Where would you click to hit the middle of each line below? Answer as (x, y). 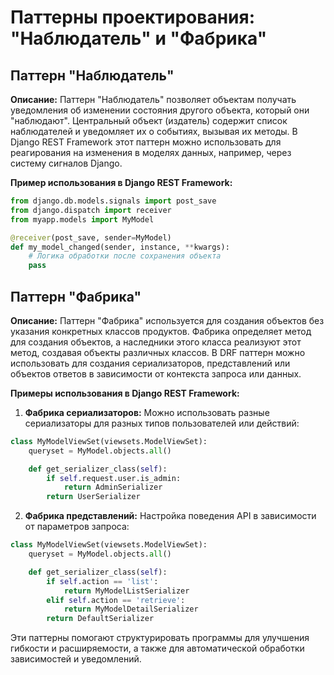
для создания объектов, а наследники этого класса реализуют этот (156, 342)
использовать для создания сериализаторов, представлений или (150, 363)
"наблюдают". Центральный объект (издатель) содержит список (149, 120)
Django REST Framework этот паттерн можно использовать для (146, 142)
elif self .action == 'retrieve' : (116, 600)
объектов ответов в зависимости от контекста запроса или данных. (156, 373)
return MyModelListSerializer (126, 591)
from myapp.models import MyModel (82, 219)
